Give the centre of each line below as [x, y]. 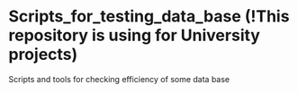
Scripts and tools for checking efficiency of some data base [119, 79]
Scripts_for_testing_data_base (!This [149, 17]
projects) [43, 55]
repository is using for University [134, 35]
